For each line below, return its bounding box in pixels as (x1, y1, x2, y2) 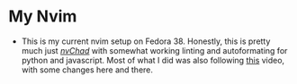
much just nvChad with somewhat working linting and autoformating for (21, 45, 288, 55)
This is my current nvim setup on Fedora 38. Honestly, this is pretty (21, 36, 271, 46)
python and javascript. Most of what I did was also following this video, (21, 55, 285, 65)
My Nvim (8, 6, 77, 27)
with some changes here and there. (21, 64, 154, 75)
